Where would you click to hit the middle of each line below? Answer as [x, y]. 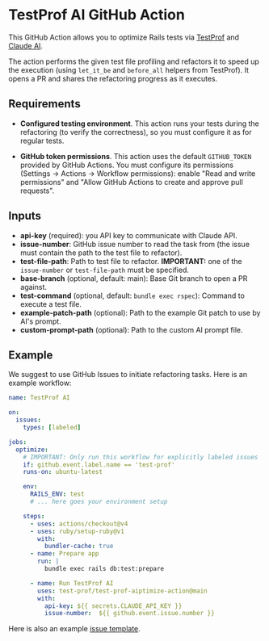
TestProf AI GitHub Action [97, 15]
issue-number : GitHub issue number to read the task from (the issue [135, 244]
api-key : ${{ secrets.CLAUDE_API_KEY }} [113, 606]
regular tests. [42, 140]
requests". [37, 191]
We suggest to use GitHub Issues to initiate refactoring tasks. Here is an [128, 375]
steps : [34, 516]
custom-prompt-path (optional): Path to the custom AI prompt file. [132, 329]
